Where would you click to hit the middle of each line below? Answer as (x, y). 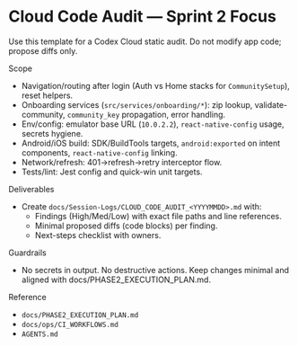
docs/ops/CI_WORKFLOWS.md (70, 324)
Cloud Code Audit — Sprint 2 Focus (143, 17)
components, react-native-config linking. (99, 152)
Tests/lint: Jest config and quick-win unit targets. (112, 172)
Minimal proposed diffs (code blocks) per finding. (126, 226)
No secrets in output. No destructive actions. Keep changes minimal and (155, 270)
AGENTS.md (40, 334)
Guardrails (27, 253)
